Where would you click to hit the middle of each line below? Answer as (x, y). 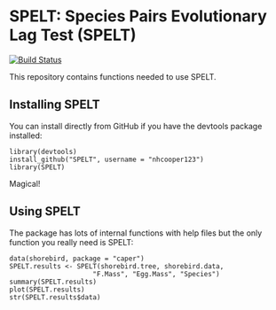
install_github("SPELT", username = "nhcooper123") (106, 159)
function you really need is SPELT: (71, 242)
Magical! (25, 183)
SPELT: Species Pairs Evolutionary (138, 16)
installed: (26, 136)
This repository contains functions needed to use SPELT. (113, 76)
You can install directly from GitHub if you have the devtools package (136, 126)
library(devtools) (43, 151)
